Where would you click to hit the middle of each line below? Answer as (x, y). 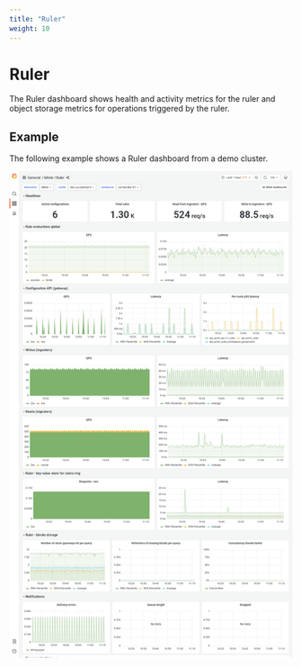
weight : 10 (30, 28)
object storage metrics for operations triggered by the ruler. (120, 109)
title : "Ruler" (38, 19)
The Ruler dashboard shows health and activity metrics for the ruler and (142, 99)
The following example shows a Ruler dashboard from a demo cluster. (138, 158)
